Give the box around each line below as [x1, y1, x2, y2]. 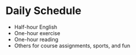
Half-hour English [14, 23, 58, 30]
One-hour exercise [14, 29, 61, 36]
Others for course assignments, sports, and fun [14, 42, 131, 49]
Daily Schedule [5, 4, 81, 18]
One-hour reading [14, 36, 59, 43]
